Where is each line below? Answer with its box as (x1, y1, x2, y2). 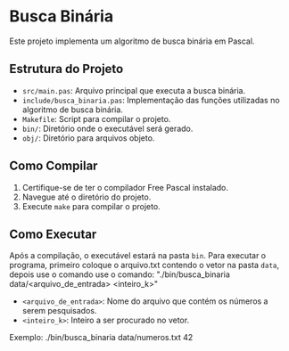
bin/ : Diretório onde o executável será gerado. (21, 123, 194, 134)
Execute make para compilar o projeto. (21, 200, 161, 211)
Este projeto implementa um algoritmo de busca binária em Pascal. (9, 36, 255, 46)
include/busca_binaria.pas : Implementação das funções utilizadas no (21, 94, 280, 105)
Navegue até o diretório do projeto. (21, 192, 152, 202)
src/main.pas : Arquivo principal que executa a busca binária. (21, 85, 246, 95)
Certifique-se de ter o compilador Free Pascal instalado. (21, 182, 229, 192)
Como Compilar (9, 159, 98, 174)
